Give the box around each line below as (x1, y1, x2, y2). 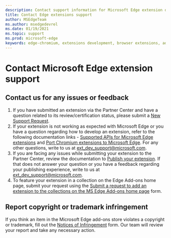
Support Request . (12, 117, 50, 124)
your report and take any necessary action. (5, 227, 96, 233)
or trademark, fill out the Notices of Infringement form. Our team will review (5, 222, 163, 228)
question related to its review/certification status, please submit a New (12, 112, 161, 118)
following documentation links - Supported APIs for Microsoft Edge (12, 134, 154, 140)
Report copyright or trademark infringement (5, 203, 149, 212)
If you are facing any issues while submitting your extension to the (12, 150, 152, 156)
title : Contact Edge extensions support (5, 12, 93, 17)
